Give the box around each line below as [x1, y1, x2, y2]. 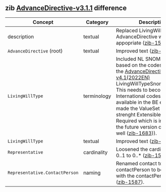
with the [116, 172, 135, 179]
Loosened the [116, 145, 148, 152]
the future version [116, 123, 158, 130]
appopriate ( [116, 39, 145, 46]
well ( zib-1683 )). [116, 130, 157, 137]
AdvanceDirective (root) [7, 47, 63, 54]
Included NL [116, 55, 144, 62]
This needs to [116, 86, 148, 93]
